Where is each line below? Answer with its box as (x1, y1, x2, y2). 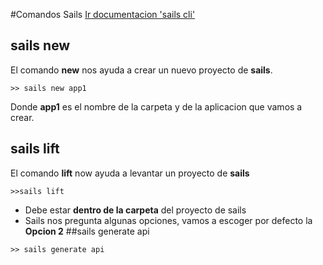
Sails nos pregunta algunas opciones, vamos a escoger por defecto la (24, 214, 313, 226)
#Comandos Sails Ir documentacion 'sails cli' (10, 9, 196, 20)
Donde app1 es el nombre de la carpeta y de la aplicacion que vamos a (10, 100, 303, 113)
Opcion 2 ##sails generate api (24, 225, 150, 237)
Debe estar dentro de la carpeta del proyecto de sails (24, 204, 247, 216)
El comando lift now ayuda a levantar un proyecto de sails (10, 167, 250, 179)
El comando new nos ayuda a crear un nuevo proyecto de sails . (10, 64, 273, 76)
